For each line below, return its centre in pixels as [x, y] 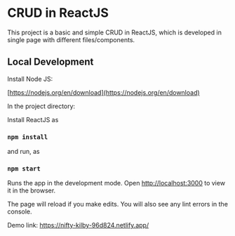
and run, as [23, 152]
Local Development [51, 62]
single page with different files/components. [71, 39]
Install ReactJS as [33, 119]
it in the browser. [32, 190]
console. [20, 211]
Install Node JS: [30, 79]
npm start [24, 169]
